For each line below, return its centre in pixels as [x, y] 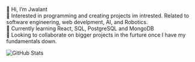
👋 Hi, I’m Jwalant [27, 9]
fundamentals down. [31, 41]
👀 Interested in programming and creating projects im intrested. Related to [98, 16]
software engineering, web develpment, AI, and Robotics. [77, 22]
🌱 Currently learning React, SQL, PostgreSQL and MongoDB [80, 28]
